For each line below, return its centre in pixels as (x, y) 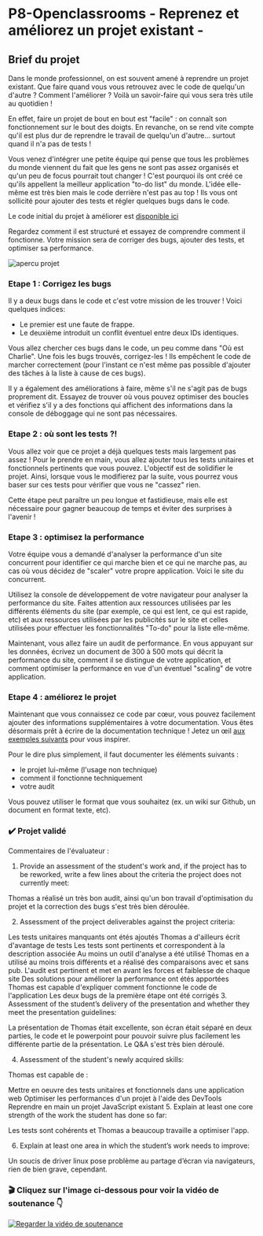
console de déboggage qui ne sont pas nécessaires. (93, 413)
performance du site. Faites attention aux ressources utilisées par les (120, 602)
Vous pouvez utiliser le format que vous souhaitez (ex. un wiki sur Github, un (132, 802)
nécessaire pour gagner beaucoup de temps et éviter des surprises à (120, 508)
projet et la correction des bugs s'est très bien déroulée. (99, 907)
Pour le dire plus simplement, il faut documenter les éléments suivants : (124, 755)
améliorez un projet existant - (106, 30)
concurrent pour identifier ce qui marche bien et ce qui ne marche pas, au (128, 562)
